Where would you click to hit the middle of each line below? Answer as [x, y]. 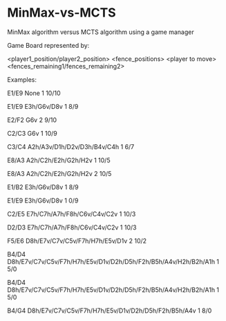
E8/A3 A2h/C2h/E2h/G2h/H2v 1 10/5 [59, 160]
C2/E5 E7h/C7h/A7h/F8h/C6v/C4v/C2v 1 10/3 [72, 214]
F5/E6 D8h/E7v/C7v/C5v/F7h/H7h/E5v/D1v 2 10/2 [77, 241]
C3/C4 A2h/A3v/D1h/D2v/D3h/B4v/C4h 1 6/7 [71, 146]
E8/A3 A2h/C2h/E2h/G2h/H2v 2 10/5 [59, 173]
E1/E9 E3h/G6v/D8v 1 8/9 [43, 106]
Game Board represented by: [48, 45]
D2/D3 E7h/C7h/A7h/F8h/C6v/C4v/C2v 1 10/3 [72, 227]
